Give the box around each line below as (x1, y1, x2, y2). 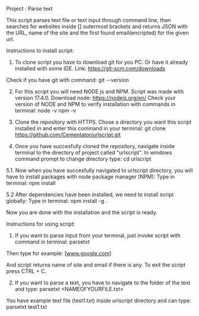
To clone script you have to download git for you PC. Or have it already (14, 59, 188, 65)
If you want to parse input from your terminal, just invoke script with (14, 232, 181, 239)
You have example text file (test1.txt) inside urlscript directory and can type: (6, 297, 191, 304)
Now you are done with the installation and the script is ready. (6, 209, 157, 216)
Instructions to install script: (6, 47, 74, 54)
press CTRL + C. (6, 268, 47, 274)
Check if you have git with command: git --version (6, 77, 129, 83)
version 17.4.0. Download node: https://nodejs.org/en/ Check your (14, 95, 176, 101)
